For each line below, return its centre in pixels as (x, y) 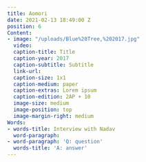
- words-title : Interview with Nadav (61, 129)
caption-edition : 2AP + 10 (52, 97)
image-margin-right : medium (54, 116)
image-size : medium (41, 103)
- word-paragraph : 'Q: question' (55, 142)
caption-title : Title (44, 52)
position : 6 (24, 26)
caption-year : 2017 (41, 59)
